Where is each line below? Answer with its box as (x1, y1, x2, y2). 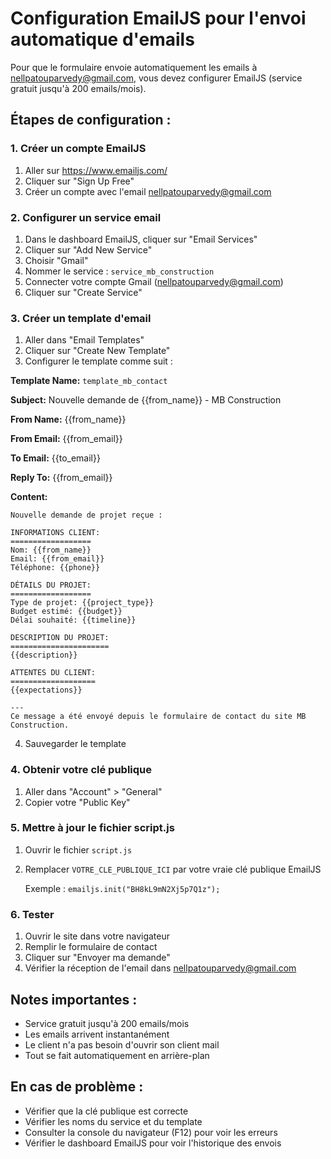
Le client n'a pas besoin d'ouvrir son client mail (24, 1038, 220, 1051)
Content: (10, 491, 48, 503)
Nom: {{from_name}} (10, 545, 92, 556)
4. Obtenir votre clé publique (10, 763, 153, 777)
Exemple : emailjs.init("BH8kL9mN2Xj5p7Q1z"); (24, 882, 221, 894)
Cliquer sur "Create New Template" (24, 345, 171, 357)
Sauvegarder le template (24, 738, 127, 750)
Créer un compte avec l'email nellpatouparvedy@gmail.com (24, 185, 272, 197)
